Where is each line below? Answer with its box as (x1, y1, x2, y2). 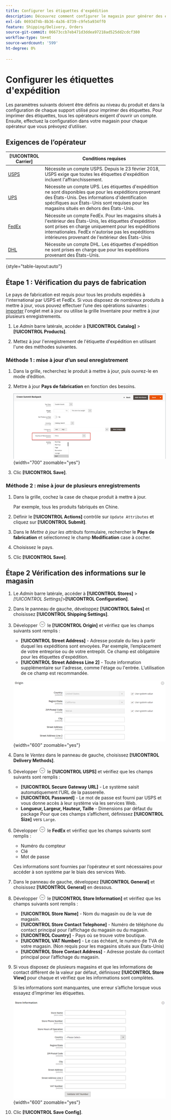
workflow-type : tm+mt (6, 35, 52, 40)
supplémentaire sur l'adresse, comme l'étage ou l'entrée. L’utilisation (20, 664, 165, 670)
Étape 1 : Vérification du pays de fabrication (6, 278, 147, 286)
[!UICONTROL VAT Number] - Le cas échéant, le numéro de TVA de (20, 938, 164, 944)
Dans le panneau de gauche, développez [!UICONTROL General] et (13, 879, 155, 885)
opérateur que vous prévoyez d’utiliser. (6, 123, 88, 129)
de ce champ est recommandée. (20, 670, 89, 676)
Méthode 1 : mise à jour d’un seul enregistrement (6, 357, 128, 364)
